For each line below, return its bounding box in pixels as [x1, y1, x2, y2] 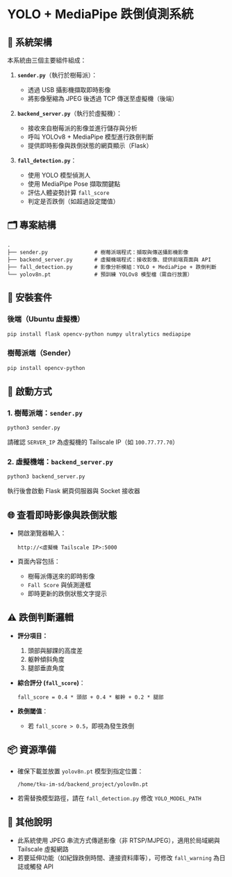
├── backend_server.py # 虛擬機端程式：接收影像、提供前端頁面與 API [7, 256, 212, 263]
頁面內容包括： [17, 557, 60, 566]
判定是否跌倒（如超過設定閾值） [27, 197, 119, 205]
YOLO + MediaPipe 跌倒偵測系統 [7, 6, 194, 22]
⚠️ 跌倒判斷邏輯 [7, 612, 74, 623]
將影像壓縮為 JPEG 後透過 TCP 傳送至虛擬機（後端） [27, 95, 179, 102]
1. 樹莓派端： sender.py [7, 408, 83, 418]
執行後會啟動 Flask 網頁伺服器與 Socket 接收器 [7, 487, 140, 495]
